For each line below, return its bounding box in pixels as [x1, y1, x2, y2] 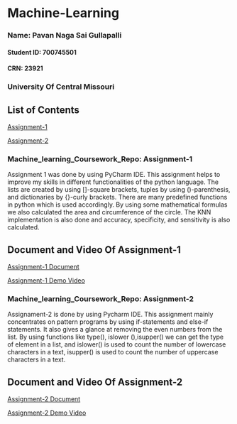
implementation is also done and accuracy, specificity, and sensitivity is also [7, 215, 231, 224]
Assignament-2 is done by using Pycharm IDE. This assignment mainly [7, 310, 214, 319]
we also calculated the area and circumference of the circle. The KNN [7, 208, 211, 217]
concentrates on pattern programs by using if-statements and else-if [7, 317, 209, 326]
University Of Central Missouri [7, 82, 115, 92]
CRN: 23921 [7, 64, 44, 72]
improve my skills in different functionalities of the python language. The [7, 178, 219, 186]
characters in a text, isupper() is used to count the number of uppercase [7, 348, 219, 357]
